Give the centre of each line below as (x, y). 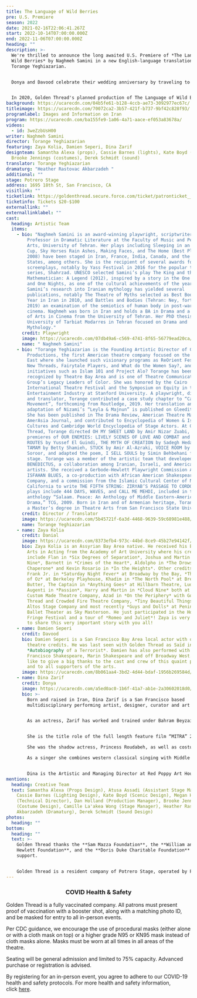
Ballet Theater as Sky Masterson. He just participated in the (106, 612)
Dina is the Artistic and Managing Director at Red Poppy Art (105, 774)
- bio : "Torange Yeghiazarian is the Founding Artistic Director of (102, 350)
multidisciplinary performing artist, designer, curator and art (109, 705)
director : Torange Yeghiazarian (45, 142)
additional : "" (25, 174)
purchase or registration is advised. (49, 965)
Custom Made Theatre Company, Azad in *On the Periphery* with (106, 596)
